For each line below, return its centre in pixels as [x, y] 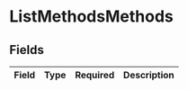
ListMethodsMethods [91, 17]
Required [95, 75]
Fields [27, 50]
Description [149, 75]
